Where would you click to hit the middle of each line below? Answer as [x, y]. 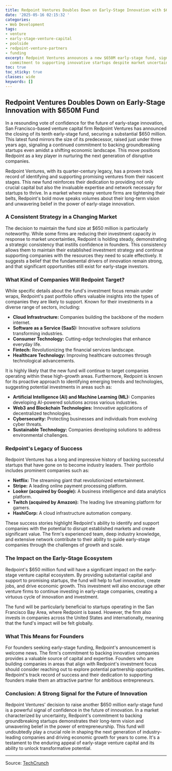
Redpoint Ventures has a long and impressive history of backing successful [85, 459]
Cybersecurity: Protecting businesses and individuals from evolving [85, 419]
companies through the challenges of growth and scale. [64, 545]
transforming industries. [38, 334]
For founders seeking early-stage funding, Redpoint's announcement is [81, 648]
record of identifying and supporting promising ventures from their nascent [84, 176]
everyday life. [27, 344]
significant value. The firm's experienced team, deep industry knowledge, [83, 534]
